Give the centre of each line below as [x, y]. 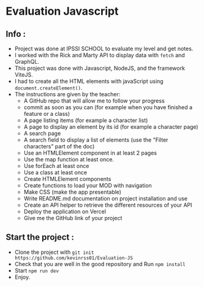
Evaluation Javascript [62, 11]
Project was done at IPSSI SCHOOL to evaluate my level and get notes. [104, 48]
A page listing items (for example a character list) [86, 120]
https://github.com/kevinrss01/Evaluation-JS [74, 258]
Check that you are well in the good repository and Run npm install [100, 264]
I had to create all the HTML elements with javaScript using [89, 81]
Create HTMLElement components [67, 179]
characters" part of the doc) [59, 146]
